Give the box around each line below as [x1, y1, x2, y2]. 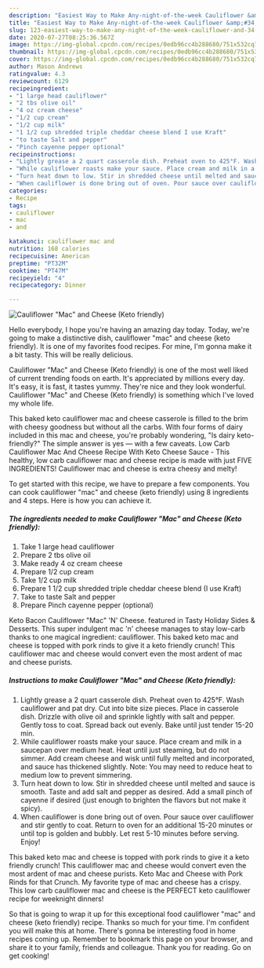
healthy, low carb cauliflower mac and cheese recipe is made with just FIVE [9, 456, 253, 465]
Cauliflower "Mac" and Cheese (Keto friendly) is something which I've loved [9, 390, 254, 400]
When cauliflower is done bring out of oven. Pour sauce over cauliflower [20, 812, 254, 822]
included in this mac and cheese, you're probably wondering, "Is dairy [9, 431, 236, 440]
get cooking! [9, 951, 50, 961]
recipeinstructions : [9, 150, 77, 158]
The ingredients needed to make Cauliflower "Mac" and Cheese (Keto [9, 514, 242, 523]
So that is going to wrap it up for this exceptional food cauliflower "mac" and [9, 909, 255, 919]
